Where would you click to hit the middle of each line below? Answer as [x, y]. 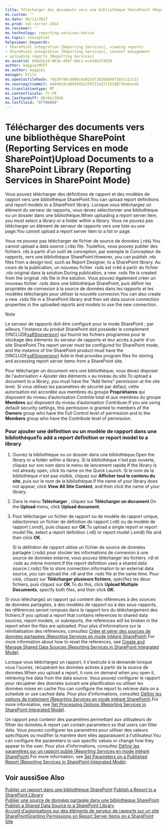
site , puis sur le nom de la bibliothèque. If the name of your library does [85, 481]
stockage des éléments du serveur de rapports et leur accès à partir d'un [80, 340]
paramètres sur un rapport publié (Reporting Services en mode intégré [78, 751]
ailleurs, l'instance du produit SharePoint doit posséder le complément [77, 329]
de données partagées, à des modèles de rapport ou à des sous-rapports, [81, 605]
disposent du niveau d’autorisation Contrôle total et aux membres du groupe [83, 397]
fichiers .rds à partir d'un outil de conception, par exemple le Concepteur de [83, 252]
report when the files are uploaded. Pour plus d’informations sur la [73, 626]
